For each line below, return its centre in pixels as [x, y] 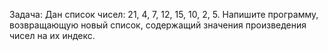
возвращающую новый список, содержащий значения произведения [158, 25]
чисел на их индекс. [52, 35]
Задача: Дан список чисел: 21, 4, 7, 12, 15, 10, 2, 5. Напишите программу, [164, 14]
